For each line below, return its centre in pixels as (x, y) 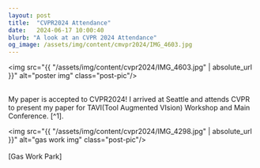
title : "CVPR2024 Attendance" (60, 23)
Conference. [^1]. (36, 116)
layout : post (30, 15)
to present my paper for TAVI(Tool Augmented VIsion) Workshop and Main (129, 108)
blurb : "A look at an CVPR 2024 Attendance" (83, 37)
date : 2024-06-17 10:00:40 (56, 30)
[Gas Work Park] (35, 157)
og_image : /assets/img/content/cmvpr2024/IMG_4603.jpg (100, 45)
